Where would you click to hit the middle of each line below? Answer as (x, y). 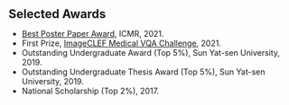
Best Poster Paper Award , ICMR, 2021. (93, 34)
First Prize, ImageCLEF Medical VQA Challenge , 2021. (121, 43)
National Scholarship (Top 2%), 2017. (90, 91)
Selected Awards (57, 14)
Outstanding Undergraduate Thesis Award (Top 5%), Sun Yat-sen (143, 72)
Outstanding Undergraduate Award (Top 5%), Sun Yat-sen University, (151, 52)
